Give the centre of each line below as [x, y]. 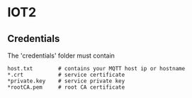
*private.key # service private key [66, 81]
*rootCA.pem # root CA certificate [66, 87]
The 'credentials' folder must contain [61, 55]
